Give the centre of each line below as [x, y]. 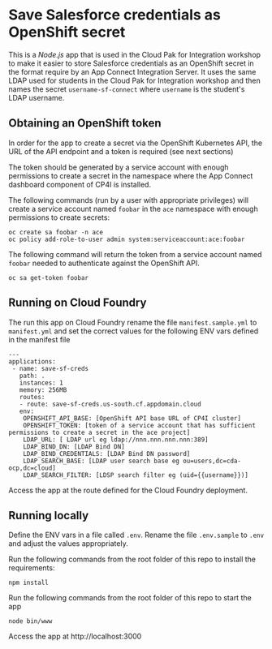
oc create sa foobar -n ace [56, 232]
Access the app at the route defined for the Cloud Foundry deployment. [128, 490]
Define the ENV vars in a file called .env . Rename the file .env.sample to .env [136, 535]
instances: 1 [41, 383]
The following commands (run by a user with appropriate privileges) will [129, 200]
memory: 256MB [43, 390]
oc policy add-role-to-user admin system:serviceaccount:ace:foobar [127, 239]
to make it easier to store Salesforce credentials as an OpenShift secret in [131, 63]
